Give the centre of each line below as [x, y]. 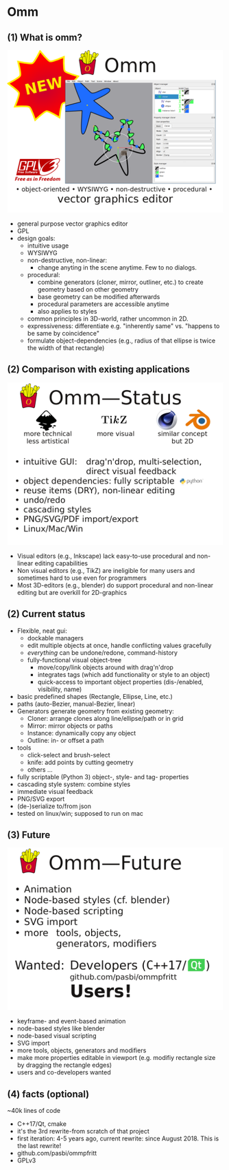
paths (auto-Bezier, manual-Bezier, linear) [76, 704]
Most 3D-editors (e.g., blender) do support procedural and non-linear [115, 585]
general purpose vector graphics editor [72, 224]
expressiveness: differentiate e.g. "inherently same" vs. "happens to [123, 326]
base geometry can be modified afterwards [99, 297]
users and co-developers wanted [64, 1072]
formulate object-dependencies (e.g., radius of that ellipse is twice [121, 340]
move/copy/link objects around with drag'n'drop [105, 667]
